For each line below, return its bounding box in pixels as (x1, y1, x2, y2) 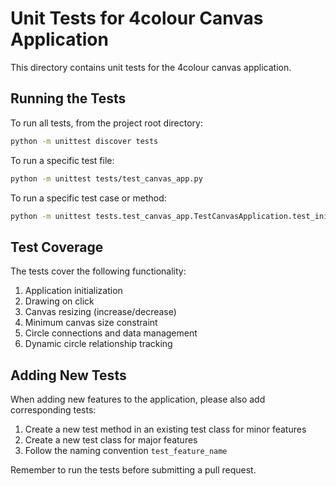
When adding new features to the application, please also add (10, 393, 266, 405)
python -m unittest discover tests (10, 136, 159, 146)
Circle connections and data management (24, 327, 198, 339)
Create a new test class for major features (24, 434, 198, 446)
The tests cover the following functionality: (10, 265, 187, 277)
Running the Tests (10, 90, 127, 107)
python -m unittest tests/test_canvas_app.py (10, 173, 203, 184)
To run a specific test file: (10, 154, 115, 166)
